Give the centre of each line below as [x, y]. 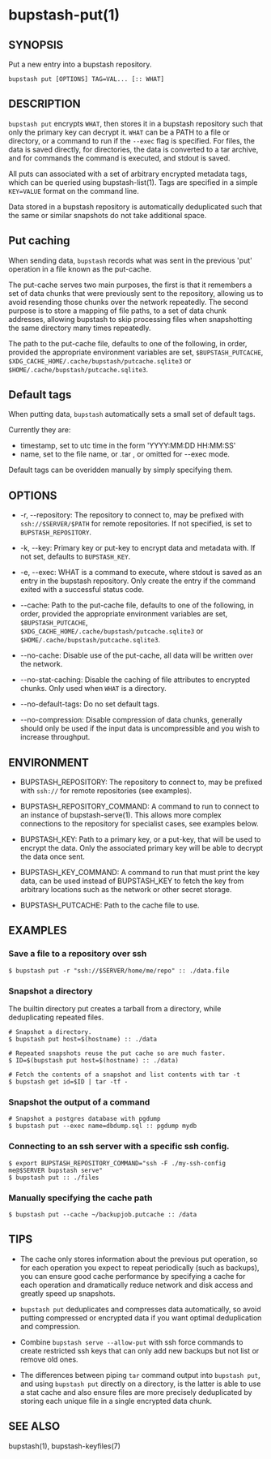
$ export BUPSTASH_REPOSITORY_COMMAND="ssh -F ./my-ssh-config [117, 1163]
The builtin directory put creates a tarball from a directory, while [115, 1009]
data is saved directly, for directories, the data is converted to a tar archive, [133, 149]
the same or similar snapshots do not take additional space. [108, 215]
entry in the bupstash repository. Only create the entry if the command [138, 581]
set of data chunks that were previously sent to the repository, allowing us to [136, 293]
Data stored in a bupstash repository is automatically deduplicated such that [135, 206]
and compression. [50, 1326]
